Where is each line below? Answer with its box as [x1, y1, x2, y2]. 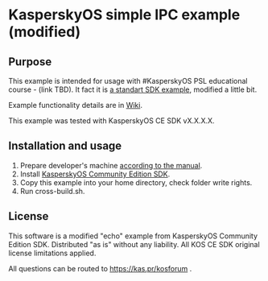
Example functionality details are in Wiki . [8, 101, 143, 110]
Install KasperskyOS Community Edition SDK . [19, 169, 171, 179]
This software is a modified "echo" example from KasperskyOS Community [8, 231, 258, 241]
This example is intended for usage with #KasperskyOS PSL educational [8, 76, 248, 85]
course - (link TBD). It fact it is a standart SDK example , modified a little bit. [8, 85, 258, 94]
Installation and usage [8, 139, 122, 153]
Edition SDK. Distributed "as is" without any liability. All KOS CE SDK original [8, 239, 260, 249]
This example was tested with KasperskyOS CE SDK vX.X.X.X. [8, 116, 215, 126]
